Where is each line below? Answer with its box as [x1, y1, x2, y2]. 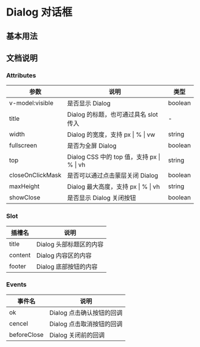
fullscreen [9, 141, 37, 149]
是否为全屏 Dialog [67, 142, 117, 150]
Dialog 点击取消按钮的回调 [49, 320, 123, 328]
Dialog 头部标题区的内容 [36, 240, 104, 248]
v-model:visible [9, 99, 54, 107]
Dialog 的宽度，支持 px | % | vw [67, 130, 156, 139]
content [9, 251, 31, 259]
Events [6, 280, 27, 289]
